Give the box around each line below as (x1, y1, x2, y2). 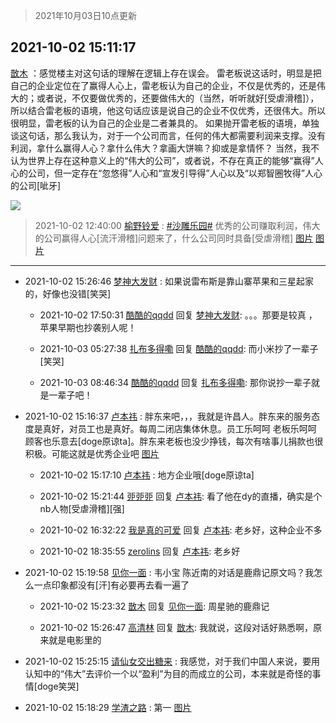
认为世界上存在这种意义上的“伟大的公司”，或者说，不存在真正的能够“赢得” (10, 154, 315, 166)
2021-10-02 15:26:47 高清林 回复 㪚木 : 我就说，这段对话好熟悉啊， (39, 621, 313, 633)
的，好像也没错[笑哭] (24, 287, 112, 299)
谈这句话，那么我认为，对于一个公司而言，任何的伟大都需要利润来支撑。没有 (10, 129, 326, 141)
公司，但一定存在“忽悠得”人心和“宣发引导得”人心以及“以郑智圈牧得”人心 (27, 167, 323, 179)
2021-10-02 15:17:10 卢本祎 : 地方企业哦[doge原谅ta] (39, 469, 255, 481)
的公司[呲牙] (10, 179, 62, 191)
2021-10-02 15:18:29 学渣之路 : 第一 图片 (24, 701, 192, 713)
